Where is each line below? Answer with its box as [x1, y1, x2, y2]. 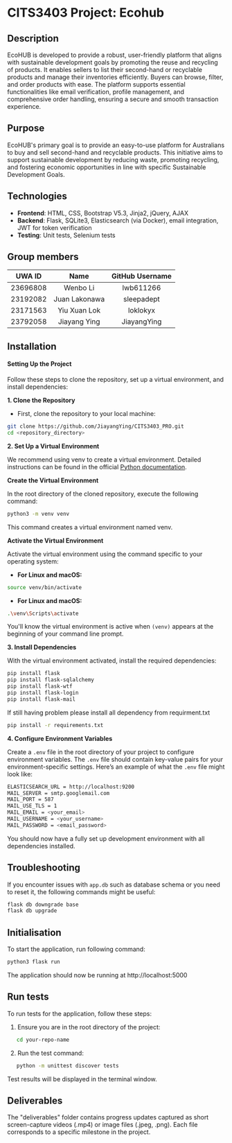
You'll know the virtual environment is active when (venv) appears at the [7, 622, 214, 631]
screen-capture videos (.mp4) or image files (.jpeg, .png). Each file [7, 1121, 199, 1129]
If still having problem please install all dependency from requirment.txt [7, 708, 211, 717]
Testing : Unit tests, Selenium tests [17, 231, 116, 239]
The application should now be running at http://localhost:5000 [7, 971, 188, 979]
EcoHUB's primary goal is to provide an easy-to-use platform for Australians [7, 141, 225, 149]
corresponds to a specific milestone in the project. [7, 1128, 151, 1136]
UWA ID [15, 272, 42, 281]
